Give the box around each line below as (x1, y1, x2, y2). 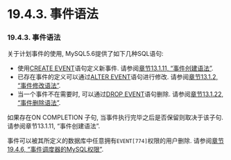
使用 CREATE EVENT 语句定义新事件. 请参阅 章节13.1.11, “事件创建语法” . (17, 64, 214, 72)
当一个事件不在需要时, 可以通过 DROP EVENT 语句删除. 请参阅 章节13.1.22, (17, 90, 224, 99)
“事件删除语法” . (17, 99, 61, 107)
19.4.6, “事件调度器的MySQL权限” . (7, 146, 104, 154)
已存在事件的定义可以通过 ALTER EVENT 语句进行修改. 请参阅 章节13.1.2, (17, 73, 219, 81)
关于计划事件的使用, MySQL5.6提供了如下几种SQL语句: (7, 50, 164, 58)
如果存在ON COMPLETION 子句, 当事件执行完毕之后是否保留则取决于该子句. (7, 113, 224, 121)
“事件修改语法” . (17, 81, 61, 90)
